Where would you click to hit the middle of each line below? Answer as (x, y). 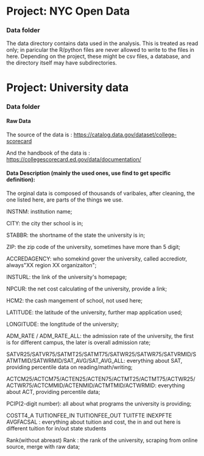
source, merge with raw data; (43, 447)
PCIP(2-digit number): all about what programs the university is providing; (99, 404)
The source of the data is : (39, 135)
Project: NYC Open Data (68, 11)
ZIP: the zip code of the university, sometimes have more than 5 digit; (93, 247)
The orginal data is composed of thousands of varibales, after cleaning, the (100, 193)
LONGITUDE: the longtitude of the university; (63, 324)
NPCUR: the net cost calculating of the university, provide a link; (87, 289)
